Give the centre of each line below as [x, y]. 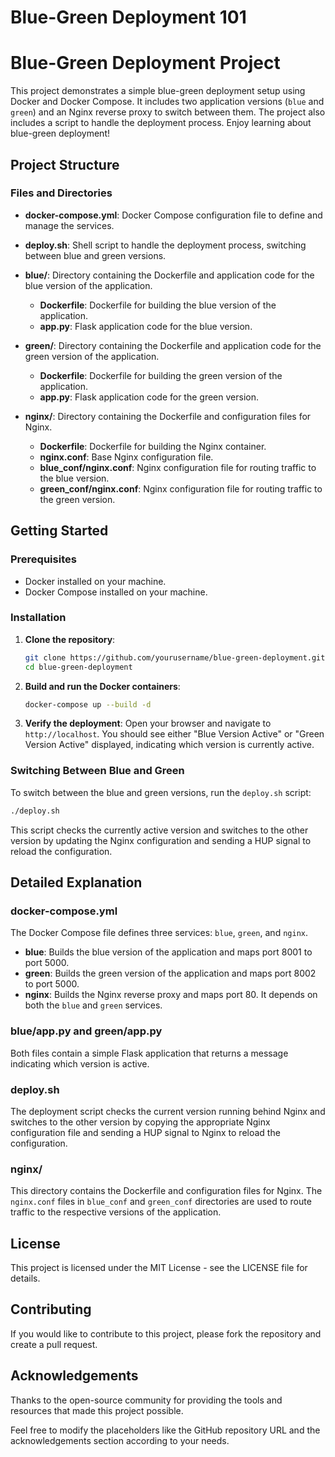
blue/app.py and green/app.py [86, 1031]
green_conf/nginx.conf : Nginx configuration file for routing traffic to [181, 488]
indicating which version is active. [80, 1063]
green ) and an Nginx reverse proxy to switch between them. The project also [168, 112]
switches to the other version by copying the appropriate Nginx [140, 1122]
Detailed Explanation [76, 882]
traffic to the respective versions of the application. [116, 1212]
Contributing [51, 1309]
